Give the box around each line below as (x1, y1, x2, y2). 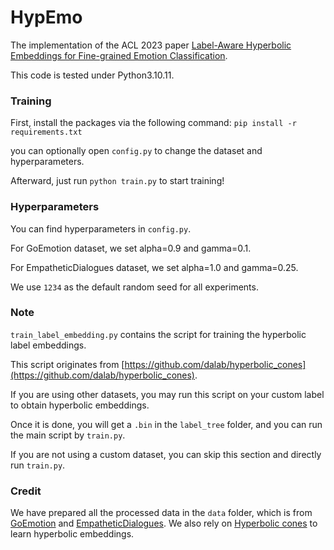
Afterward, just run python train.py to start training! (10, 175, 225, 187)
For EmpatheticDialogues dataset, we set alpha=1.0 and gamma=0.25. (10, 261, 299, 273)
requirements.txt (10, 127, 83, 138)
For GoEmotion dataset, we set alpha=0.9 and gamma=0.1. (10, 242, 252, 254)
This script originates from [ (10, 358, 125, 370)
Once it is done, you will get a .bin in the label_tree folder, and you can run (10, 418, 323, 430)
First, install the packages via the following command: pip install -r (10, 117, 297, 129)
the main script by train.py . (10, 429, 126, 441)
